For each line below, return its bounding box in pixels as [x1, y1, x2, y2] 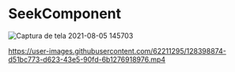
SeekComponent [8, 5, 121, 23]
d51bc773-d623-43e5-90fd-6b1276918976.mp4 [8, 55, 166, 64]
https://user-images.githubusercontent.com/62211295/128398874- [8, 46, 227, 55]
